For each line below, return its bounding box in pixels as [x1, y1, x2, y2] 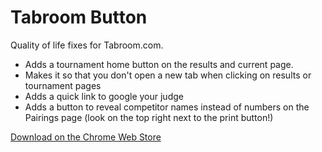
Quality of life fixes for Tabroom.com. [10, 39, 164, 51]
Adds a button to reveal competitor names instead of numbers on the [24, 101, 310, 113]
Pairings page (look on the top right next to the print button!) [24, 111, 274, 123]
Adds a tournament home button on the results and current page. [24, 58, 294, 70]
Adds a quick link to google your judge [24, 90, 184, 102]
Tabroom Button [10, 6, 148, 29]
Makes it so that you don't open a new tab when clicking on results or [24, 69, 312, 81]
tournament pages [24, 79, 102, 91]
